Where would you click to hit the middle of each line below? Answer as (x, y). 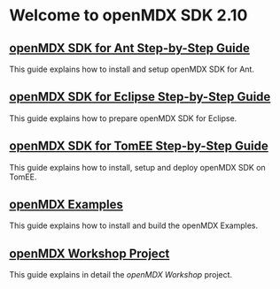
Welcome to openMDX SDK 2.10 (128, 15)
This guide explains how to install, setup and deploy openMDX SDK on (137, 167)
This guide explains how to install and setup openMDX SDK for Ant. (132, 69)
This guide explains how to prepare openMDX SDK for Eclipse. (123, 118)
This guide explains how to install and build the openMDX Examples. (134, 225)
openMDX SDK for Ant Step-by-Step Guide (130, 48)
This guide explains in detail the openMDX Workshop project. (121, 275)
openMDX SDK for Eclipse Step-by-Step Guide (140, 97)
